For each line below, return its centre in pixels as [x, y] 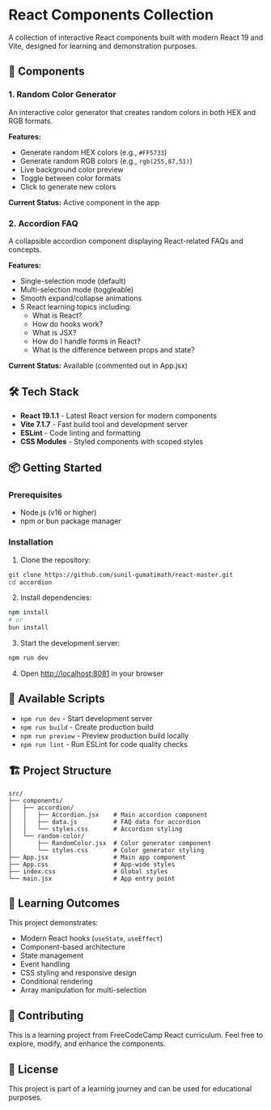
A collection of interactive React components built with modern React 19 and [136, 37]
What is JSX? [54, 332]
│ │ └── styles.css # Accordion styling [95, 829]
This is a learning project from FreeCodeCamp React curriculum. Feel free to [136, 1035]
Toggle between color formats [70, 178]
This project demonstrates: [53, 923]
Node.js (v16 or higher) [58, 513]
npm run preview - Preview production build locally [104, 736]
